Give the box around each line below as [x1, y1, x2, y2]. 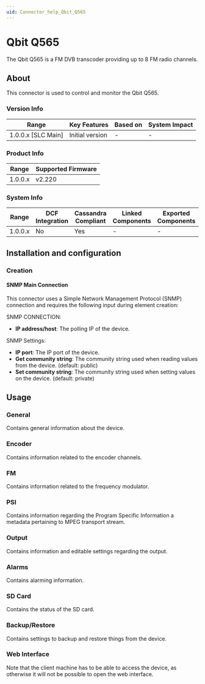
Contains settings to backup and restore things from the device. [6, 635, 167, 642]
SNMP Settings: [6, 337, 46, 344]
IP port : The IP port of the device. [15, 349, 100, 356]
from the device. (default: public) [15, 362, 98, 369]
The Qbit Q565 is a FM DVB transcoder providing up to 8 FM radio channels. [6, 56, 198, 63]
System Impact [148, 120, 193, 129]
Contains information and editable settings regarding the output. [6, 547, 168, 555]
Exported [162, 209, 190, 217]
